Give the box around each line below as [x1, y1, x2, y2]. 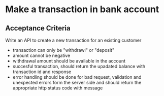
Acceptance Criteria [5, 24, 71, 33]
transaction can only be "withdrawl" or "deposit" [12, 47, 115, 53]
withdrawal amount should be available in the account [12, 58, 126, 64]
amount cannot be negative [12, 52, 71, 58]
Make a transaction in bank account [5, 4, 159, 15]
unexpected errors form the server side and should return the [12, 80, 142, 85]
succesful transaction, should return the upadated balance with [12, 63, 146, 69]
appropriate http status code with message [12, 85, 103, 91]
